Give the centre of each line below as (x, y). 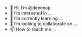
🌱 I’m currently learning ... (36, 18)
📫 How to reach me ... (33, 29)
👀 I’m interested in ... (31, 13)
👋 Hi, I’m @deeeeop (30, 8)
